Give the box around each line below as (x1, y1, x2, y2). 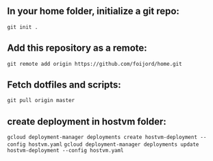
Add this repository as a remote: (7, 42, 147, 54)
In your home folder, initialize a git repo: (7, 5, 180, 17)
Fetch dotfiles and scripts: (7, 79, 121, 91)
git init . (7, 23, 38, 30)
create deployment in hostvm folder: (7, 116, 166, 127)
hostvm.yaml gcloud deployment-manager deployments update (28, 141, 199, 148)
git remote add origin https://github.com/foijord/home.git (7, 60, 183, 67)
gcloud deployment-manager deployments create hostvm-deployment (7, 134, 197, 141)
